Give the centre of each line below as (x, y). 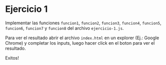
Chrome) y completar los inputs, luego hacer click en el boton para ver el (80, 43)
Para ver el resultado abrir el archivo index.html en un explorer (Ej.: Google (82, 38)
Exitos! (12, 58)
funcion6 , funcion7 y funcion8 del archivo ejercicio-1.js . (65, 28)
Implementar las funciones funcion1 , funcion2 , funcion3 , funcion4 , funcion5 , (83, 23)
